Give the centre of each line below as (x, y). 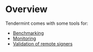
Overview (26, 9)
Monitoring (24, 38)
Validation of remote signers (43, 43)
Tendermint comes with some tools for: (47, 23)
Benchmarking (28, 33)
